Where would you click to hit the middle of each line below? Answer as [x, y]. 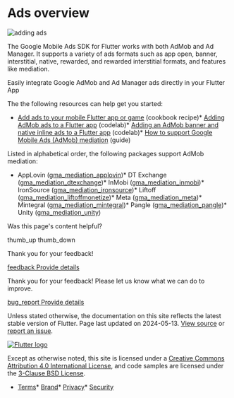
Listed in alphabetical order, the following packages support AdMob [106, 153]
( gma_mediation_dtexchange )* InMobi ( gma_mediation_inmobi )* [111, 182]
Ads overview [49, 13]
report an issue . [30, 331]
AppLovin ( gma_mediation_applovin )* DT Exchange [92, 175]
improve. [20, 288]
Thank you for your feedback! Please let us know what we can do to [106, 281]
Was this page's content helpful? [55, 226]
